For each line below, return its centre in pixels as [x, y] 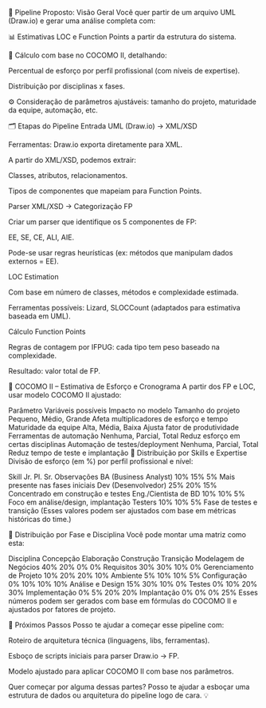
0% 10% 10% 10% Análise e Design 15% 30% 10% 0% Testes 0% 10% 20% [133, 584]
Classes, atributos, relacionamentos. [68, 175]
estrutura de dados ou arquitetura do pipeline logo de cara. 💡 [109, 695]
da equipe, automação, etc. [53, 110]
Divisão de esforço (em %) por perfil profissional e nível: [101, 461]
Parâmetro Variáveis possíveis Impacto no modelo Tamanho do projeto [124, 410]
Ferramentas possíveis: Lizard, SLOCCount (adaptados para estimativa [124, 308]
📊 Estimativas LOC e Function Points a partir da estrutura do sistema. [122, 37]
